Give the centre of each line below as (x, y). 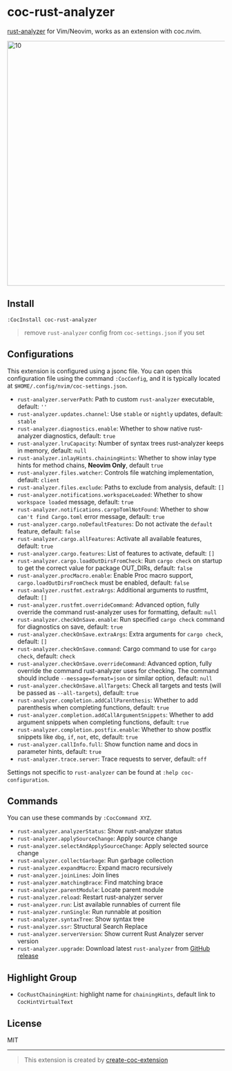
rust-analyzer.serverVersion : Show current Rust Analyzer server (110, 934)
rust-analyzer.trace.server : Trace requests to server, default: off (112, 759)
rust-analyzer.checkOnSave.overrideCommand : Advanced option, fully (114, 663)
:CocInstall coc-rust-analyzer (52, 320)
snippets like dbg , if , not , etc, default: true (77, 737)
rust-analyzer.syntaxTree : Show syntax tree (81, 919)
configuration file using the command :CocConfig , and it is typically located (114, 378)
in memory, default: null (52, 451)
